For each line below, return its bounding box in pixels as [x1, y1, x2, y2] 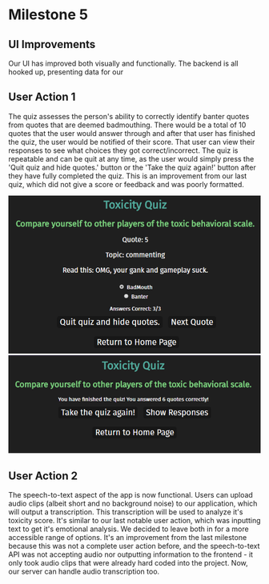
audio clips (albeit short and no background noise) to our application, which [8, 498, 258, 509]
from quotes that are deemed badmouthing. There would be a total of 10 [8, 120, 247, 130]
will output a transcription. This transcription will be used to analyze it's [8, 507, 243, 517]
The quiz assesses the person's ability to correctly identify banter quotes [8, 111, 250, 121]
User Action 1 [8, 90, 76, 104]
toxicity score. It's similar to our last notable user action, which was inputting [8, 516, 261, 526]
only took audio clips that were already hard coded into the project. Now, [8, 558, 248, 568]
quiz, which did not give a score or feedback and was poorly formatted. [8, 179, 244, 189]
